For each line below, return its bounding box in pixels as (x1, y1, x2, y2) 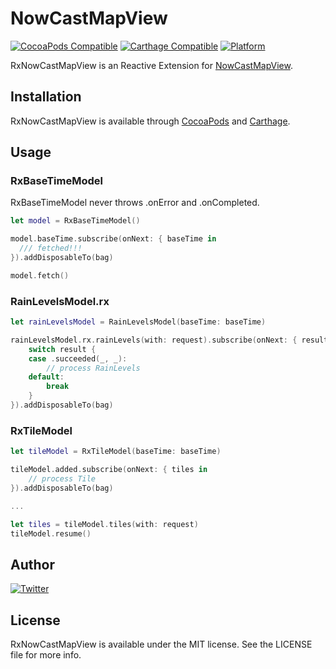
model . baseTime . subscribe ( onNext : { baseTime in (10, 234, 217, 244)
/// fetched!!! (19, 243, 83, 254)
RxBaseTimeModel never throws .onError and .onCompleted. (10, 197, 260, 209)
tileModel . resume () (10, 528, 92, 539)
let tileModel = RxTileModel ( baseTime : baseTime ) (10, 447, 222, 457)
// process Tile (28, 474, 97, 484)
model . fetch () (10, 270, 70, 281)
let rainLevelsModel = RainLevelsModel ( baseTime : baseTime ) (10, 317, 267, 327)
